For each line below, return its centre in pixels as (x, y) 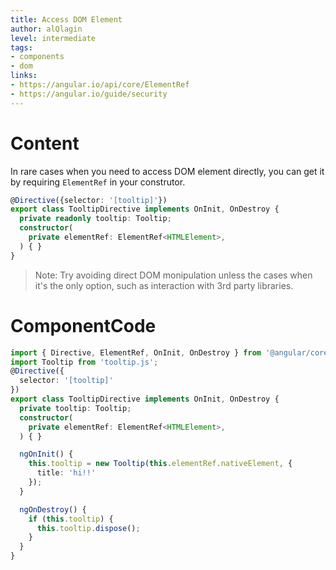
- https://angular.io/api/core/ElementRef (100, 85)
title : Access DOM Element (66, 19)
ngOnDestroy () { (53, 509)
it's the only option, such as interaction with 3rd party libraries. (164, 285)
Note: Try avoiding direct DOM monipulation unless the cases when (173, 275)
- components (37, 57)
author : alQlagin (46, 29)
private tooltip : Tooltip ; (75, 408)
